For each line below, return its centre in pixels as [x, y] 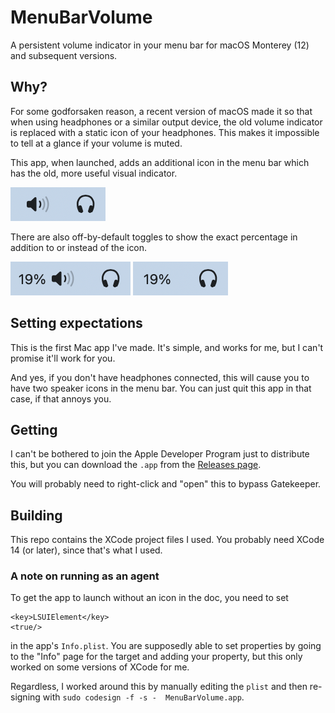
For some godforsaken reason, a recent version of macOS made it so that [161, 111]
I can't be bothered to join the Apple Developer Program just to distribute [160, 454]
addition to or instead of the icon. [79, 247]
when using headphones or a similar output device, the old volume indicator [166, 122]
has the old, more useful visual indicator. [94, 173]
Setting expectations [76, 323]
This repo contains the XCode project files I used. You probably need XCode [167, 540]
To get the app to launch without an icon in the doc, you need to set [149, 598]
